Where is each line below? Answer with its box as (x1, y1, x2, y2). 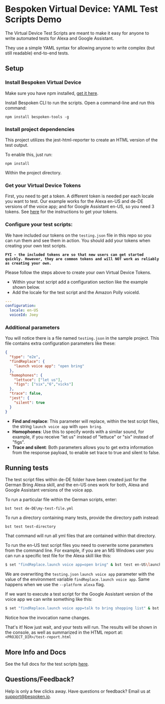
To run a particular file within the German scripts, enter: (5, 497, 117, 503)
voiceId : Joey (9, 313, 38, 318)
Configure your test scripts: (5, 221, 73, 228)
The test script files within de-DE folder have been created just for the (5, 477, 147, 483)
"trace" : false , (9, 391, 43, 396)
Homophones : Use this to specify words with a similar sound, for (12, 429, 144, 434)
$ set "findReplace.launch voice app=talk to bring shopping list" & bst (5, 606, 160, 611)
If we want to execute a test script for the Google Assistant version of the (5, 591, 153, 597)
